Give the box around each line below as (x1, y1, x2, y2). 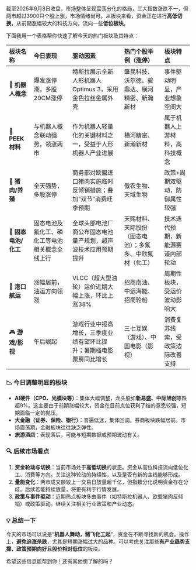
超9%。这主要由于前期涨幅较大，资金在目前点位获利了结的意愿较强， (14, 402, 182, 409)
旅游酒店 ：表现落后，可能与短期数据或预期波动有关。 (14, 431, 143, 438)
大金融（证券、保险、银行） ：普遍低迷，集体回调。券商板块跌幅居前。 (14, 417, 181, 424)
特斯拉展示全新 (72, 68, 114, 75)
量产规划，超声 (72, 236, 114, 245)
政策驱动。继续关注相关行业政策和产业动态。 (30, 500, 138, 507)
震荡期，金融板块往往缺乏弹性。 (19, 424, 97, 431)
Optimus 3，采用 (72, 85, 118, 93)
